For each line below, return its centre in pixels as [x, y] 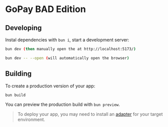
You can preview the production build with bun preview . [63, 104]
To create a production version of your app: [50, 86]
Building [18, 74]
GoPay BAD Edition [46, 9]
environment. [31, 119]
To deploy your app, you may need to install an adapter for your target [90, 114]
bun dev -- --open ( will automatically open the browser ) [67, 58]
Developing [23, 28]
